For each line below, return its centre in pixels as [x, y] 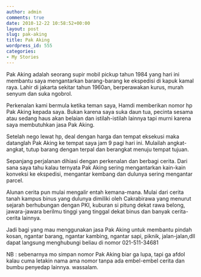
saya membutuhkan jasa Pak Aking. [50, 124]
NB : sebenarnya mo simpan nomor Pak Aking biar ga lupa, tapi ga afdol [96, 254]
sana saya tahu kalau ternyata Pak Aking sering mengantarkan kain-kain [96, 167]
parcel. [15, 180]
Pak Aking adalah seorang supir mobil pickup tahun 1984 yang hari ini [93, 74]
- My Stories [23, 57]
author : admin [24, 12]
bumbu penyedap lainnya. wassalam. [52, 267]
